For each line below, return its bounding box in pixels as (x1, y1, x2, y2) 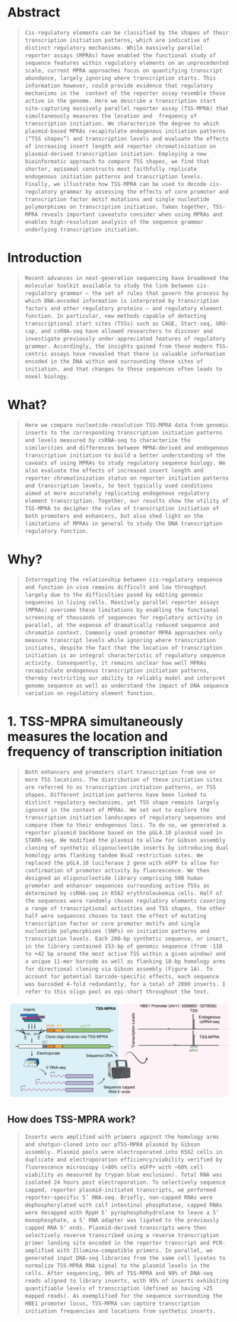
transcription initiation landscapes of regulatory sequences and (24, 814, 226, 821)
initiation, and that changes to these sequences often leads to (24, 365, 222, 373)
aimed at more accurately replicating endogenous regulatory (24, 490, 210, 497)
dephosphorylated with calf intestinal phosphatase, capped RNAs (24, 1202, 222, 1209)
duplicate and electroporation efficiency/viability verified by (24, 1156, 222, 1163)
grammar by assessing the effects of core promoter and (60, 188, 229, 195)
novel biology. (24, 373, 70, 380)
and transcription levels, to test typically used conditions (24, 482, 213, 489)
